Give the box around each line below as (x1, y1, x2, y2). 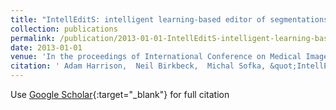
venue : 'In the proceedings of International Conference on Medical (10, 52, 302, 62)
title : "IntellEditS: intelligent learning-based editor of (10, 14, 267, 25)
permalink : (10, 33, 56, 43)
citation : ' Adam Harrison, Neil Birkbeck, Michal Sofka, (10, 61, 267, 71)
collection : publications (10, 24, 118, 34)
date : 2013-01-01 (10, 42, 83, 53)
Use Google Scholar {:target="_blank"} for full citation (10, 89, 230, 100)
